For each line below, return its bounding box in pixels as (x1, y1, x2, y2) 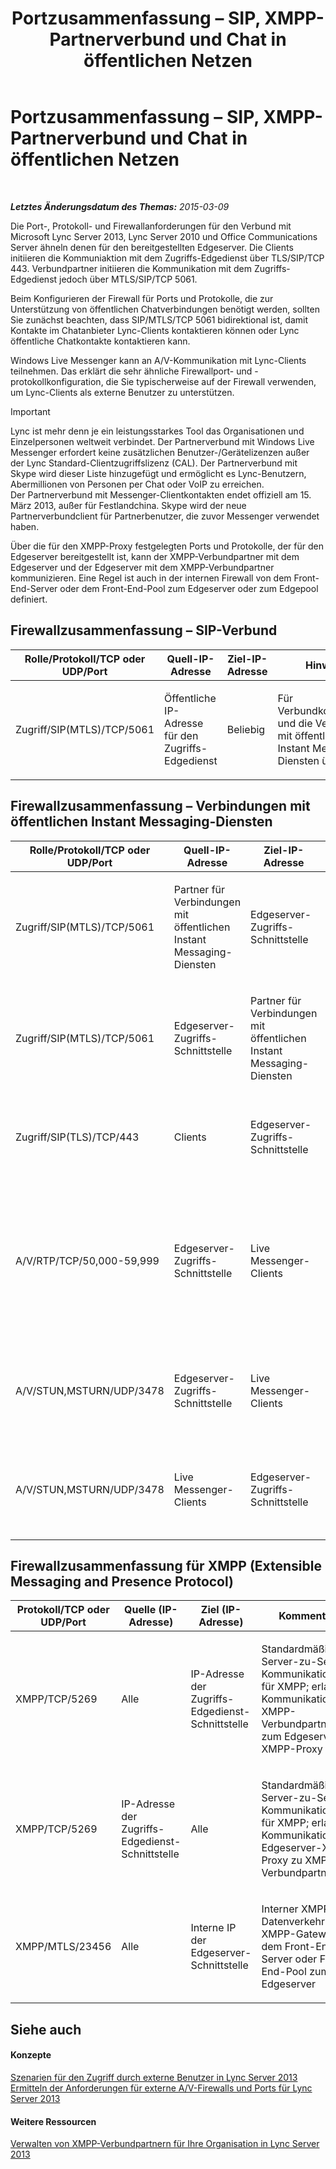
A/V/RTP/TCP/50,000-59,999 (15, 1253, 160, 1267)
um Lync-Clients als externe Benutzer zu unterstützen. (10, 386, 235, 398)
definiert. (10, 593, 48, 605)
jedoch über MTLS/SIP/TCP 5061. (59, 273, 198, 285)
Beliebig (226, 722, 266, 736)
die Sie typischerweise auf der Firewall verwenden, (105, 375, 317, 387)
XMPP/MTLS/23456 (15, 1940, 112, 1954)
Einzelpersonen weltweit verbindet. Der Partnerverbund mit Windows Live (10, 435, 315, 447)
